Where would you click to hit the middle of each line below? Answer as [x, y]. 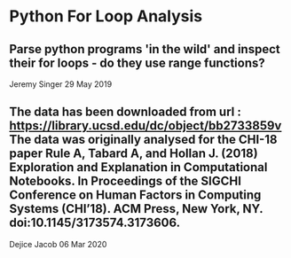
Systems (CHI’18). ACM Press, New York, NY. [136, 209]
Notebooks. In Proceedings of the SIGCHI [126, 181]
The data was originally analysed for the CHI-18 [143, 140]
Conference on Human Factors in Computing [135, 195]
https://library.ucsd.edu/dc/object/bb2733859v [145, 126]
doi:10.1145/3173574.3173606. [95, 223]
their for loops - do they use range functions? [138, 63]
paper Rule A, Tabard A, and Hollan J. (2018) [134, 154]
